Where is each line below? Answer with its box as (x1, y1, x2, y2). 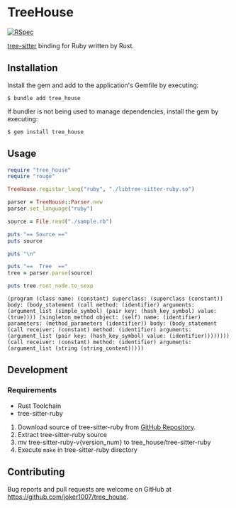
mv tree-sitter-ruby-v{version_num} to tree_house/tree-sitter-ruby (17, 438, 211, 446)
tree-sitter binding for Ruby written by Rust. (7, 41, 135, 50)
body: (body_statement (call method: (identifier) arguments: (7, 302, 195, 309)
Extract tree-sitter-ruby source (17, 430, 108, 438)
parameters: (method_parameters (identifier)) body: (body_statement (7, 320, 218, 327)
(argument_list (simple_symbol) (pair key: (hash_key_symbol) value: (7, 308, 218, 315)
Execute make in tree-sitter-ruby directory (17, 445, 138, 454)
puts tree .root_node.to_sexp (7, 282, 94, 289)
